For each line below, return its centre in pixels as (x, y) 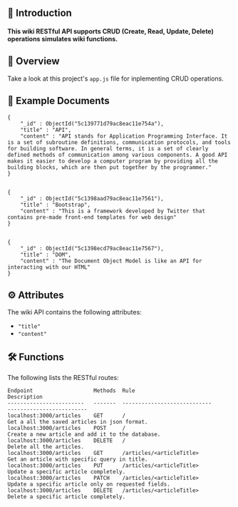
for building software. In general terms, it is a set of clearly (108, 148)
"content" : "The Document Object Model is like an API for (111, 261)
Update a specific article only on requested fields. (89, 485)
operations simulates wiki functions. (63, 39)
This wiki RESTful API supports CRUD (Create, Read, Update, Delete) (110, 31)
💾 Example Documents (58, 101)
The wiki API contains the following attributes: (75, 312)
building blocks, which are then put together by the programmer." (110, 167)
